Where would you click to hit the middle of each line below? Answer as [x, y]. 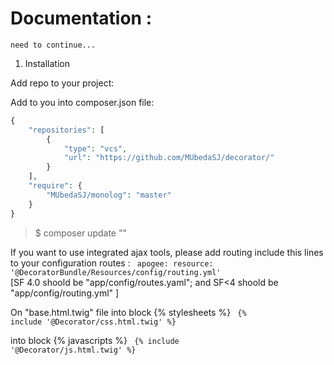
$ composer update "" [80, 233]
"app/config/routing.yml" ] [65, 293]
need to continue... [53, 45]
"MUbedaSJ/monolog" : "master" [109, 195]
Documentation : [81, 18]
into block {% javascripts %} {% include [95, 340]
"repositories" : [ [66, 130]
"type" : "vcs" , [95, 148]
